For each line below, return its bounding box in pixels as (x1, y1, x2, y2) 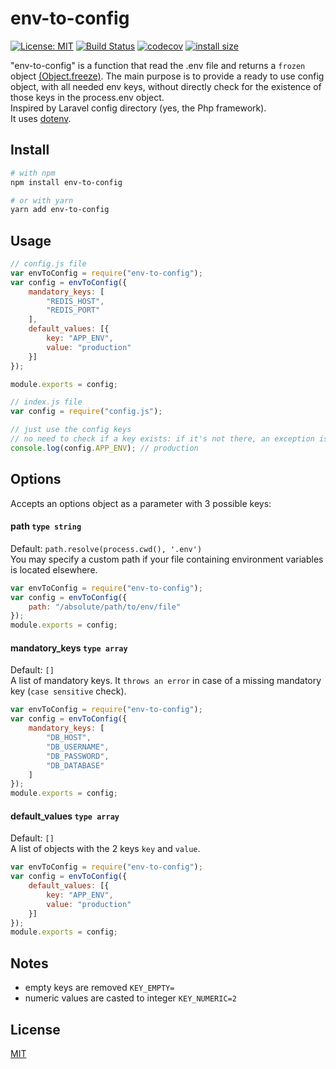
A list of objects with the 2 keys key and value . (10, 843, 201, 855)
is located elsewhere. (10, 563, 98, 576)
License (10, 1021, 61, 1038)
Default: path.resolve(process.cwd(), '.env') (10, 542, 203, 554)
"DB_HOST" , (46, 733, 92, 743)
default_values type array (10, 810, 120, 822)
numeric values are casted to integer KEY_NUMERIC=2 (24, 992, 237, 1004)
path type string (10, 520, 82, 532)
